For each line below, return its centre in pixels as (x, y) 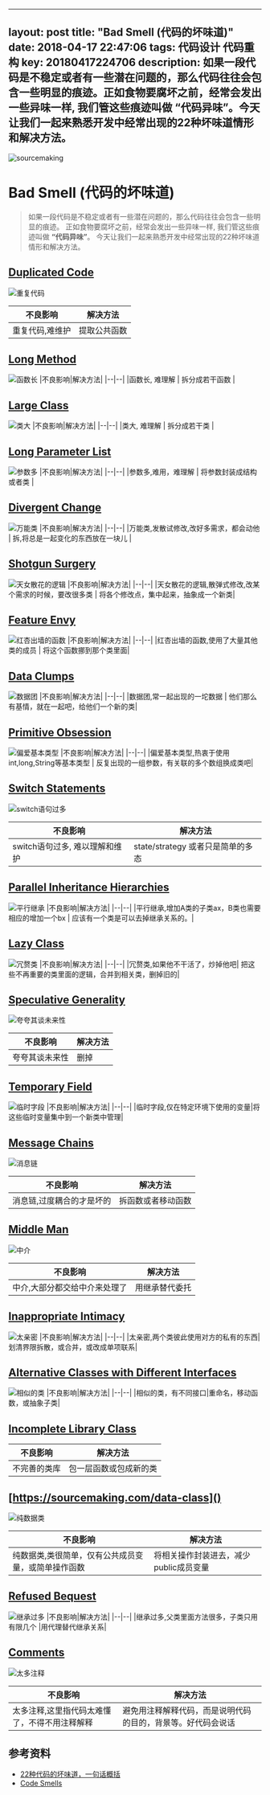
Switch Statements (57, 789)
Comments (37, 1653)
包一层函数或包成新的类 (113, 1469)
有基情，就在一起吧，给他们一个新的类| (73, 707)
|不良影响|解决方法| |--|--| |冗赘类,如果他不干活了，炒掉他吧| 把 (143, 964)
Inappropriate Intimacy (67, 1316)
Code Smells (41, 1783)
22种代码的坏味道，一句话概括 (70, 1774)
